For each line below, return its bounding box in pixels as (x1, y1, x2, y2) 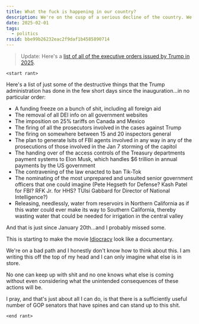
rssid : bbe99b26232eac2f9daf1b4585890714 (6, 36, 110, 42)
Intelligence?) (14, 194, 49, 200)
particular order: (6, 93, 46, 100)
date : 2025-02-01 (6, 20, 49, 26)
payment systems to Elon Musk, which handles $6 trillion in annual (14, 156, 178, 162)
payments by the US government (14, 162, 96, 169)
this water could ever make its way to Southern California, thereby (14, 206, 176, 213)
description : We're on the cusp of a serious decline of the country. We (6, 14, 192, 20)
